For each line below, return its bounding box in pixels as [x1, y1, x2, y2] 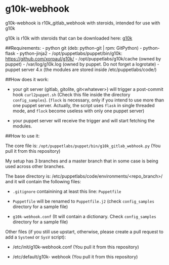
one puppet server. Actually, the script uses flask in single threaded [12, 102, 155, 108]
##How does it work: [5, 76, 49, 82]
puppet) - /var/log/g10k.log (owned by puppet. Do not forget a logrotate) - [5, 61, 159, 67]
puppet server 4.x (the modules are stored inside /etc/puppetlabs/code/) [5, 67, 157, 73]
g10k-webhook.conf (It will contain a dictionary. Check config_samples [12, 213, 156, 219]
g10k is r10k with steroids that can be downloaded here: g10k [5, 35, 133, 41]
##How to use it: [5, 132, 40, 139]
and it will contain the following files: [5, 178, 81, 184]
